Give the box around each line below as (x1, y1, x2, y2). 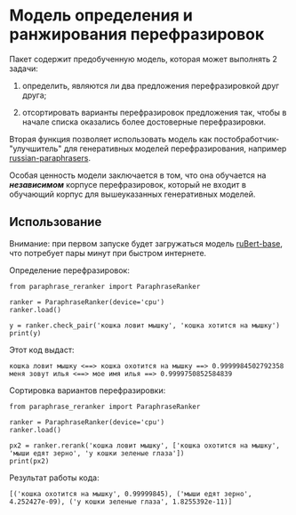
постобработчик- (213, 133, 280, 144)
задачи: (9, 63, 38, 74)
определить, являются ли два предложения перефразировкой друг (21, 80, 280, 91)
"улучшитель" (9, 143, 62, 154)
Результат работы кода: (9, 472, 100, 483)
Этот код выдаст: (9, 344, 75, 355)
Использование (9, 214, 102, 229)
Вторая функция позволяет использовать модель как (9, 133, 212, 144)
